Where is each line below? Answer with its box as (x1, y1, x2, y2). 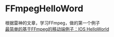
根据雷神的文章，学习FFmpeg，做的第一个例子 (5, 20, 100, 26)
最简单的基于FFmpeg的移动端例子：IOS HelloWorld (5, 26, 110, 32)
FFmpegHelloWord (5, 3, 83, 14)
